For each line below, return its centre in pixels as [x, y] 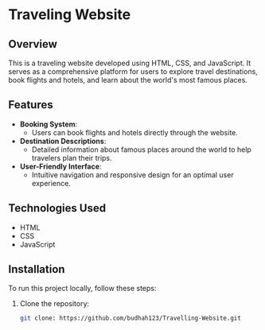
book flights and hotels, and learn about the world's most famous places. [128, 80]
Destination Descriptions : [63, 141]
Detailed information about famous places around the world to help [142, 149]
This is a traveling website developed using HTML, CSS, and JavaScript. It [130, 63]
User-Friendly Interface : [60, 166]
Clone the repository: [55, 304]
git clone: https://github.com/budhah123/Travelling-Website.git [130, 318]
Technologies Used [57, 208]
